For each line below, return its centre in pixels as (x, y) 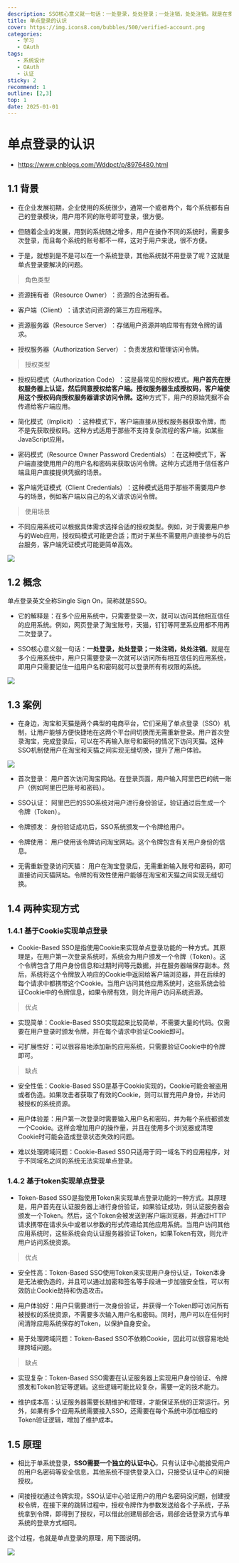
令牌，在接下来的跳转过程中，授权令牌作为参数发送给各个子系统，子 (124, 1505)
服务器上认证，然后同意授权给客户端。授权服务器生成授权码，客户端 (124, 388)
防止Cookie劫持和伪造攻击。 (66, 1290)
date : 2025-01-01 (33, 107)
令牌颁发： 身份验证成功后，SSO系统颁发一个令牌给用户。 (103, 827)
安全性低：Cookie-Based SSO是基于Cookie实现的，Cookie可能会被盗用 (122, 1086)
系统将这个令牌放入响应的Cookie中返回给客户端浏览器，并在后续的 (128, 974)
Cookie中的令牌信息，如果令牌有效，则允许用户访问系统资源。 (116, 992)
